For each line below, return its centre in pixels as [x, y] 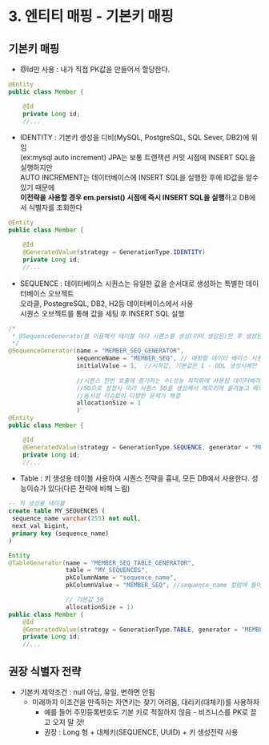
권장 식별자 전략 [45, 671]
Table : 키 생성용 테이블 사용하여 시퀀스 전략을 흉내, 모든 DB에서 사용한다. [135, 478]
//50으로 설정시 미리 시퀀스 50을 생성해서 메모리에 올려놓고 [163, 388]
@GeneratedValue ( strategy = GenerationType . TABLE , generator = [130, 630]
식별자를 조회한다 [55, 207]
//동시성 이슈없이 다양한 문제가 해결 [128, 396]
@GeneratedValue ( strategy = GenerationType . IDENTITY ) [114, 252]
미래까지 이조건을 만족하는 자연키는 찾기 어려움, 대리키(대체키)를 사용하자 [146, 702]
